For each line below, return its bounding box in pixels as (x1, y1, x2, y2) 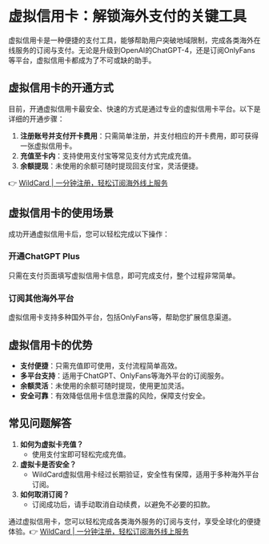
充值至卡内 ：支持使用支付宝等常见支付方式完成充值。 (19, 151, 196, 160)
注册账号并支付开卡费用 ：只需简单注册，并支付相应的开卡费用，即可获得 (19, 131, 259, 140)
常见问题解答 (8, 417, 72, 430)
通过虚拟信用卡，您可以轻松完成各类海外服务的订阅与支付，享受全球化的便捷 (8, 516, 261, 526)
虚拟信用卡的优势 (8, 338, 93, 352)
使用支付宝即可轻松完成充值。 (31, 449, 130, 459)
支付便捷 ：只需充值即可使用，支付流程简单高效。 (19, 361, 182, 370)
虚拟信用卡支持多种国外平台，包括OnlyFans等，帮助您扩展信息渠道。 (8, 312, 236, 322)
